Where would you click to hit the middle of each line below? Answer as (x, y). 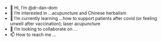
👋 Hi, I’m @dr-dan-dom (34, 8)
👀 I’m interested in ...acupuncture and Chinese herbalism (68, 13)
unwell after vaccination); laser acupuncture (55, 23)
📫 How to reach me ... (33, 34)
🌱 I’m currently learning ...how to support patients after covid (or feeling (83, 18)
